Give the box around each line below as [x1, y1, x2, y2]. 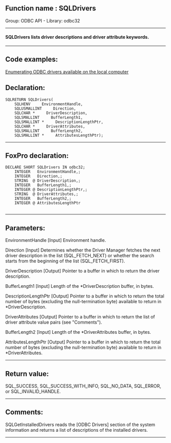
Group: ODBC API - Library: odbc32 [5, 17, 80, 23]
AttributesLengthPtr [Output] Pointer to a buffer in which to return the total [5, 339, 161, 345]
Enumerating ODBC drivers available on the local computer [5, 68, 129, 75]
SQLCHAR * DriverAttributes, [14, 124, 85, 129]
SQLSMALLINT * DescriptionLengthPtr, [14, 119, 103, 125]
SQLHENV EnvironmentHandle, [14, 102, 83, 107]
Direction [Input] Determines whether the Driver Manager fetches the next [5, 247, 160, 253]
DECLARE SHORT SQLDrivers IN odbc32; [5, 165, 85, 170]
